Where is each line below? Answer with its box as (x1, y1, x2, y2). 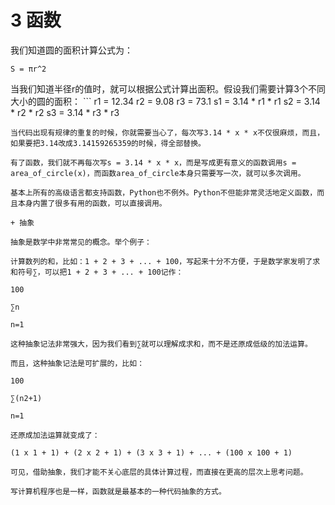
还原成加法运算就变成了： (10, 430, 100, 440)
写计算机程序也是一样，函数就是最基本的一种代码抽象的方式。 (10, 486, 227, 496)
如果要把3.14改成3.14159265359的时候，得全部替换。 (10, 138, 206, 148)
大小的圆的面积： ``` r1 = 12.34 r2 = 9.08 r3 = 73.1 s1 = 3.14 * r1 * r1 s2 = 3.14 (10, 95, 321, 107)
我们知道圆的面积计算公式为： (10, 44, 133, 56)
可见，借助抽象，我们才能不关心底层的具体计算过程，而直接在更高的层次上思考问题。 (10, 467, 308, 477)
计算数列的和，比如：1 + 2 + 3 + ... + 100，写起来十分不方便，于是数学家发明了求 (10, 256, 321, 266)
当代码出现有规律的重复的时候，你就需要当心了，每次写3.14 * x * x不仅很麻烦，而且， (10, 127, 325, 138)
